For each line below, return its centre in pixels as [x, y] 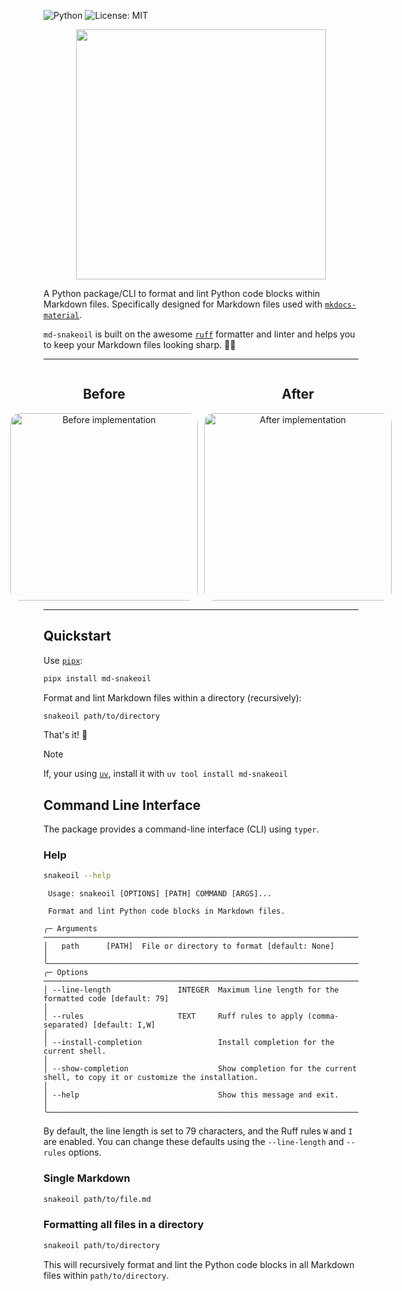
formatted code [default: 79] [106, 999]
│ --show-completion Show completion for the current [200, 1069]
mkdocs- [340, 305]
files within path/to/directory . [106, 1275]
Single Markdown [87, 1178]
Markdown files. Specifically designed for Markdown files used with [183, 304]
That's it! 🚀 [65, 735]
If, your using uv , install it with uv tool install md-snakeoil [165, 774]
